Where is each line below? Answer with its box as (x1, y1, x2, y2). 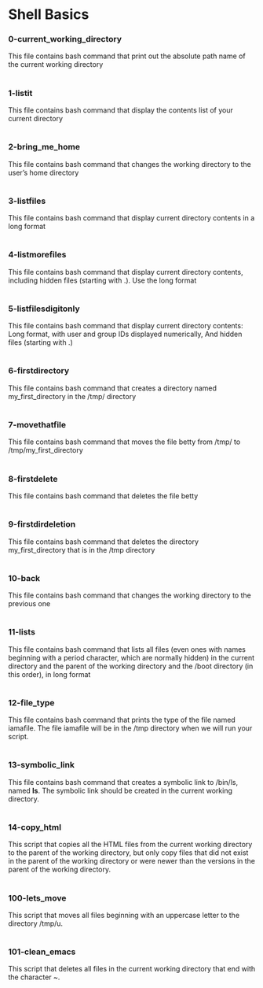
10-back (8, 572, 41, 583)
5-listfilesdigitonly (8, 303, 80, 314)
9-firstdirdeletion (8, 519, 76, 530)
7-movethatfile (8, 420, 67, 431)
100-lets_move (8, 892, 67, 903)
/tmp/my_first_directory (8, 446, 84, 455)
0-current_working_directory (8, 34, 122, 45)
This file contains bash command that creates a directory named (8, 383, 217, 393)
